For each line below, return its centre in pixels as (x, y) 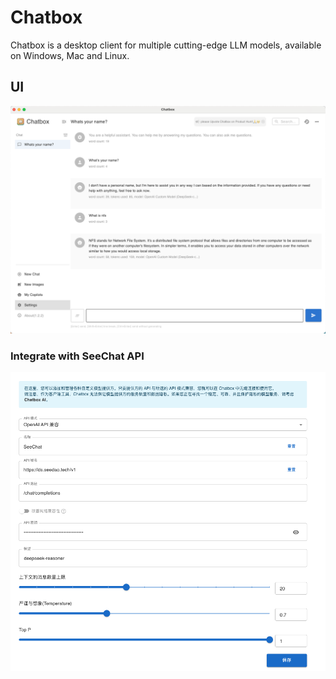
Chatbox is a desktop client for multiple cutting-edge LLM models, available (166, 45)
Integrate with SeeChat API (77, 356)
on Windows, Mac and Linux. (70, 55)
